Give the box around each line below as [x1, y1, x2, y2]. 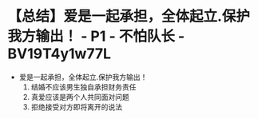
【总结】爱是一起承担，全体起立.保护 [7, 7, 251, 26]
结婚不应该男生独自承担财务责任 [30, 81, 137, 92]
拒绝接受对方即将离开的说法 [30, 101, 123, 112]
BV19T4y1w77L [7, 45, 112, 63]
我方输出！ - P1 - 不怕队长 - [7, 27, 185, 46]
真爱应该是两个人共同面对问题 [30, 92, 129, 101]
